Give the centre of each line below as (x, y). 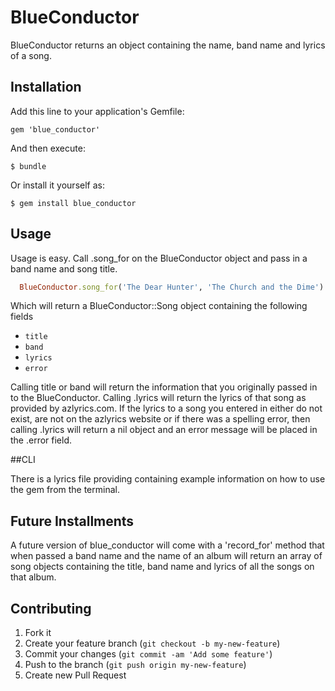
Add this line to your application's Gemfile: (97, 111)
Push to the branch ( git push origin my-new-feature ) (135, 665)
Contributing (51, 608)
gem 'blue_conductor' (55, 129)
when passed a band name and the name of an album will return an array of (166, 556)
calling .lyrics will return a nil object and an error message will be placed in (164, 430)
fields (22, 317)
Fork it (38, 633)
